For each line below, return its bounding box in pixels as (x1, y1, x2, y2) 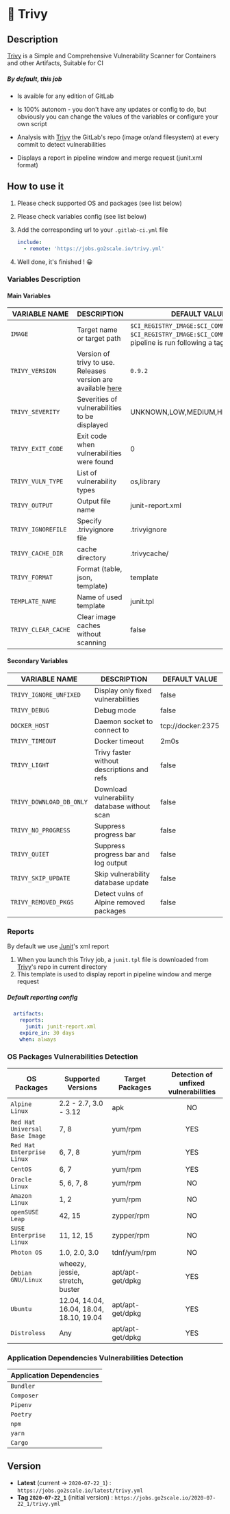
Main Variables (7, 291, 51, 300)
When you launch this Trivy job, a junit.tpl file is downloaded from (16, 956, 209, 964)
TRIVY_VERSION (10, 367, 57, 374)
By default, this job (7, 75, 62, 83)
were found (77, 457, 114, 466)
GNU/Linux (10, 1275, 42, 1284)
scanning (77, 638, 107, 647)
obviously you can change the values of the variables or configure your (16, 112, 218, 121)
